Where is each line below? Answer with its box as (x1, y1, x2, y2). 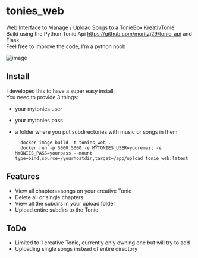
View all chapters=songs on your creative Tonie (14, 187, 132, 194)
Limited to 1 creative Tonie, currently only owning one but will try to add (14, 239, 190, 246)
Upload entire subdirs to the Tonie (14, 206, 99, 213)
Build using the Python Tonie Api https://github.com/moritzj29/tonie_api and (6, 30, 192, 37)
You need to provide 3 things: (6, 93, 78, 100)
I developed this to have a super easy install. (6, 87, 115, 95)
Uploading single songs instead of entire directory (14, 246, 138, 253)
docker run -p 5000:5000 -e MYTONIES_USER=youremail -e (20, 144, 162, 151)
